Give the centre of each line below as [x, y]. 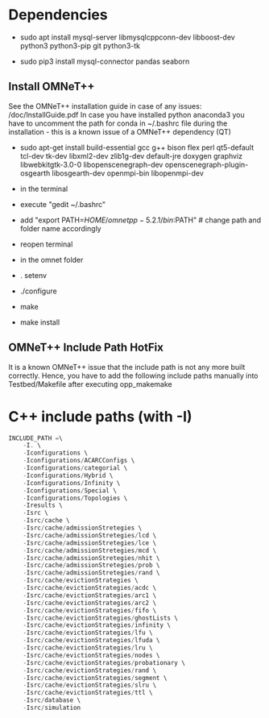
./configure [39, 291]
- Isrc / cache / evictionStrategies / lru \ [88, 648]
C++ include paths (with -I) [100, 416]
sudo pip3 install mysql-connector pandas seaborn [105, 61]
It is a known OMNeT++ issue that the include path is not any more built [127, 367]
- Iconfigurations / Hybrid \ [68, 475]
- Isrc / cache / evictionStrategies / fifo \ [90, 610]
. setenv [33, 275]
